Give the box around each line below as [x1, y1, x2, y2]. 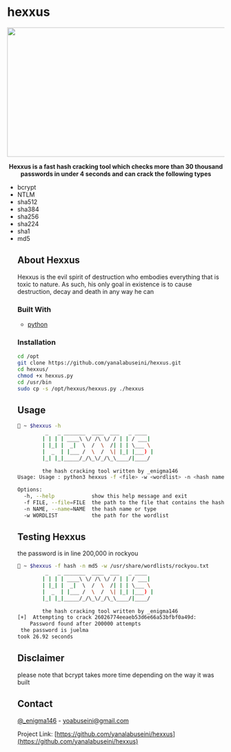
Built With [17, 304, 52, 314]
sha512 [17, 197, 38, 206]
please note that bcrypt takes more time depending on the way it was [17, 671, 214, 679]
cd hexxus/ [17, 366, 49, 373]
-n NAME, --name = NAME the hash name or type [23, 505, 157, 513]
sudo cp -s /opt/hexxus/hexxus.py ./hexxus [17, 385, 145, 392]
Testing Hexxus [17, 531, 86, 543]
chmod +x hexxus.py [17, 372, 74, 379]
